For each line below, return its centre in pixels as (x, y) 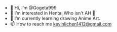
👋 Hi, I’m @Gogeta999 (33, 8)
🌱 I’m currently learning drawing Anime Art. (55, 18)
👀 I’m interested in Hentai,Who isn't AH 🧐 (52, 13)
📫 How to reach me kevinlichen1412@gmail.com (61, 24)
